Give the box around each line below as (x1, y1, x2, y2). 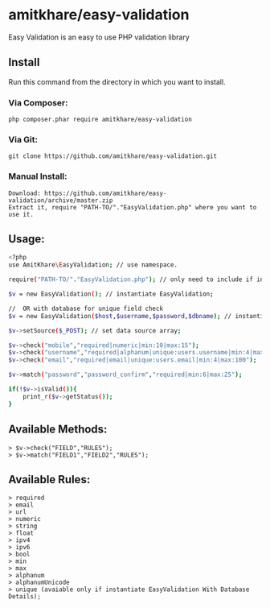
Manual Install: (8, 171, 67, 182)
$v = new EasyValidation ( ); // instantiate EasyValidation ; (8, 290, 215, 299)
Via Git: (8, 134, 39, 145)
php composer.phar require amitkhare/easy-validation (8, 115, 193, 124)
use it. (8, 210, 35, 218)
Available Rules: (8, 473, 91, 486)
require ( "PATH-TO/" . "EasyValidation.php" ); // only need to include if (8, 275, 253, 283)
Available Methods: (8, 423, 108, 436)
